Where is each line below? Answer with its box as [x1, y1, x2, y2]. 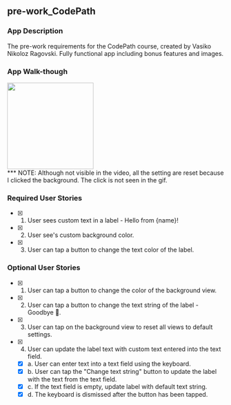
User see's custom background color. [27, 231, 134, 239]
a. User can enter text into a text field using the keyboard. [27, 359, 191, 368]
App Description [7, 26, 63, 36]
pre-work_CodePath [7, 6, 96, 17]
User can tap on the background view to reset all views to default [27, 323, 213, 331]
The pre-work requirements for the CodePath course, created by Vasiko [7, 41, 212, 50]
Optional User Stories [7, 263, 81, 272]
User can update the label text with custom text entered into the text [27, 345, 221, 353]
